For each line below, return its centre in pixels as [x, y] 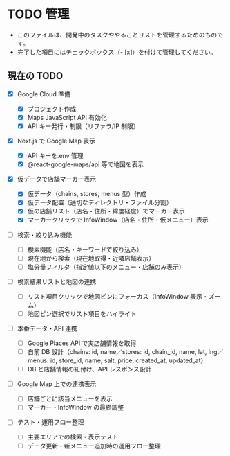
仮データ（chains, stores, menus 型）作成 [87, 194]
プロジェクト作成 [52, 109]
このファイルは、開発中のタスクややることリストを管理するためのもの [117, 35]
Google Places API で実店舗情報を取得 [82, 343]
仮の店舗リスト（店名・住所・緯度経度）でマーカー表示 [106, 211]
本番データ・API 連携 [47, 328]
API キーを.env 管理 [55, 156]
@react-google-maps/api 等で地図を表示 [85, 164]
